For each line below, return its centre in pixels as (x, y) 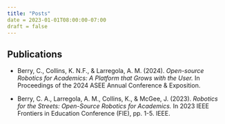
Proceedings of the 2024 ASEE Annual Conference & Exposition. (109, 85)
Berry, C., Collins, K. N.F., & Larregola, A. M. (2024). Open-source (110, 71)
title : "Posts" (29, 13)
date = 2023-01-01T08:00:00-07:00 (57, 20)
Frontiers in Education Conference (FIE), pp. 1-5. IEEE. (94, 114)
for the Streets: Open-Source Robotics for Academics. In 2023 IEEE (113, 106)
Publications (35, 54)
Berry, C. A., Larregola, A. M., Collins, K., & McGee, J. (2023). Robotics (118, 99)
